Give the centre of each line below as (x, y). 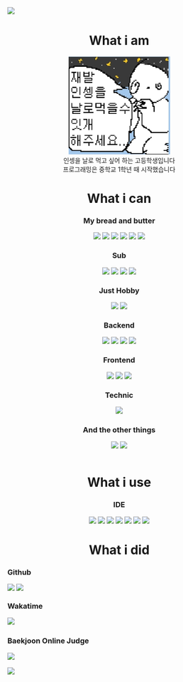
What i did (119, 550)
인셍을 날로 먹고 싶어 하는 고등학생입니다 (119, 160)
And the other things (119, 429)
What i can (119, 199)
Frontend (119, 360)
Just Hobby (119, 290)
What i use (119, 482)
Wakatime (25, 607)
